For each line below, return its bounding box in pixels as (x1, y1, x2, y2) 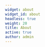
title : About (5, 25, 32, 30)
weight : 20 (5, 21, 27, 26)
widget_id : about (5, 12, 41, 17)
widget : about (5, 7, 34, 12)
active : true (5, 30, 32, 35)
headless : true (5, 16, 36, 21)
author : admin (5, 35, 34, 40)
